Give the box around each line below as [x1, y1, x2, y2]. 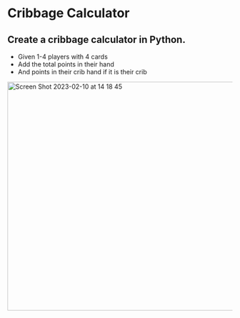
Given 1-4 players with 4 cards [17, 52, 109, 61]
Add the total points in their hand [17, 60, 114, 69]
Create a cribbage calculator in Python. [7, 34, 186, 46]
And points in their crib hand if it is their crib [17, 68, 148, 76]
